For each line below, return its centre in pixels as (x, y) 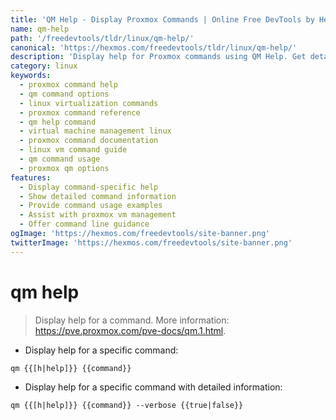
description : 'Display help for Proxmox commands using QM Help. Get (158, 57)
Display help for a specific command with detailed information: (153, 387)
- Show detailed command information (98, 196)
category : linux (44, 66)
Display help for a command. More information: (132, 320)
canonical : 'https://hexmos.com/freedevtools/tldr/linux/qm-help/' (154, 47)
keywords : (31, 76)
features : (31, 177)
